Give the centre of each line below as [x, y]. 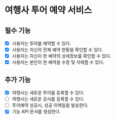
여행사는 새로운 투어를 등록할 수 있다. [48, 93]
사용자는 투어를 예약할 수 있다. [41, 43]
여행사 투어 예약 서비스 [48, 10]
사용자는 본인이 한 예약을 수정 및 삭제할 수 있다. [58, 62]
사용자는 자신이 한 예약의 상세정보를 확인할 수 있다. [62, 56]
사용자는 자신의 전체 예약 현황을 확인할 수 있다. [57, 50]
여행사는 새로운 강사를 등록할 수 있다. [48, 99]
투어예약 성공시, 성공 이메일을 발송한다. [50, 105]
